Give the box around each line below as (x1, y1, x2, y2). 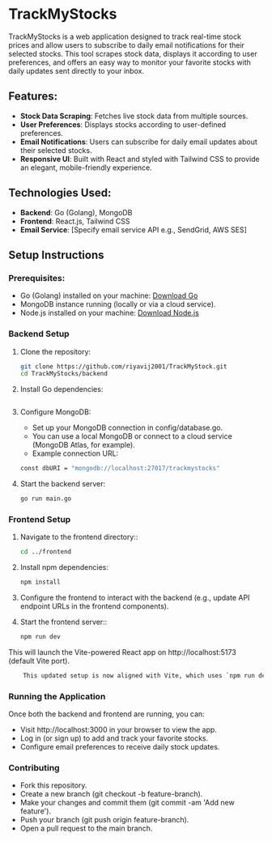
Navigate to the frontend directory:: (19, 532, 138, 542)
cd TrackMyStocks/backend (19, 370, 108, 378)
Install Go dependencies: (19, 384, 104, 394)
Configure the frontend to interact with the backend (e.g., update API (19, 593, 250, 603)
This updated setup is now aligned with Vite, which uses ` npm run (23, 671, 255, 680)
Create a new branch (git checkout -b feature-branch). (19, 789, 203, 799)
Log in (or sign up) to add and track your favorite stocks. (19, 733, 209, 743)
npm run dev (19, 633, 61, 641)
